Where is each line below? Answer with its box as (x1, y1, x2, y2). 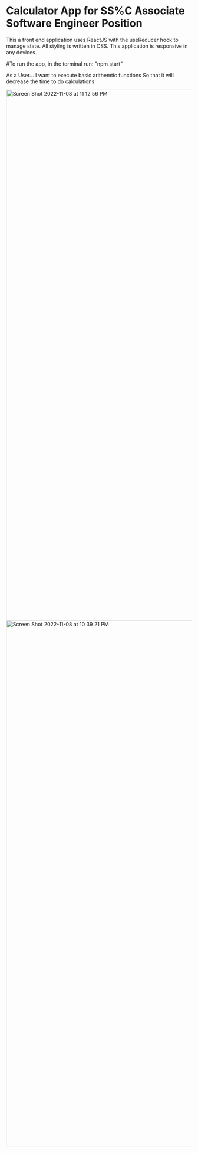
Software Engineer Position (6, 17, 143, 30)
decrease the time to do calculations (6, 78, 95, 85)
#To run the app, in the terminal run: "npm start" (6, 60, 123, 67)
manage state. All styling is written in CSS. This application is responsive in (6, 43, 188, 50)
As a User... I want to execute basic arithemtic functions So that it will (6, 71, 174, 79)
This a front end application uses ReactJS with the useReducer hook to (6, 36, 179, 43)
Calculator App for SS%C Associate (6, 4, 185, 18)
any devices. (6, 48, 37, 55)
